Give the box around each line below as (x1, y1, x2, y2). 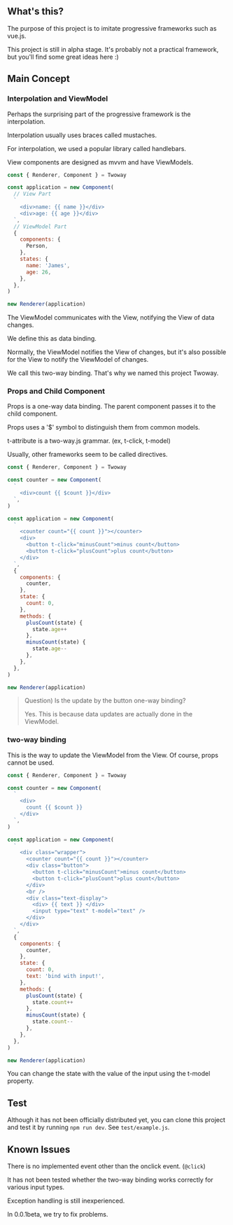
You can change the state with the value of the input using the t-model (7, 1070, 211, 1078)
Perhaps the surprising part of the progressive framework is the (7, 110, 191, 118)
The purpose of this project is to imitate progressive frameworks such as (7, 24, 217, 32)
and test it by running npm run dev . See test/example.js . (7, 1123, 170, 1132)
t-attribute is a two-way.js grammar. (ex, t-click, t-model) (7, 437, 171, 445)
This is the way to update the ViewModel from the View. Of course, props (7, 751, 219, 759)
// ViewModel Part (13, 223, 68, 230)
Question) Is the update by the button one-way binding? (24, 696, 186, 705)
